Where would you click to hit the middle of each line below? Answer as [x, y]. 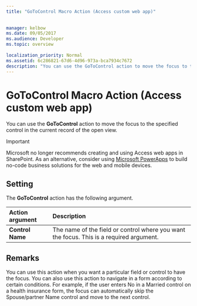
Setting [20, 184]
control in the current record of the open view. [62, 130]
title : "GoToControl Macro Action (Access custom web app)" [81, 11]
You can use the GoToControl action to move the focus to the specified [92, 124]
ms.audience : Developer [35, 39]
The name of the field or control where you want [119, 230]
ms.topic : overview [30, 45]
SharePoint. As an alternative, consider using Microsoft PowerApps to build [97, 159]
